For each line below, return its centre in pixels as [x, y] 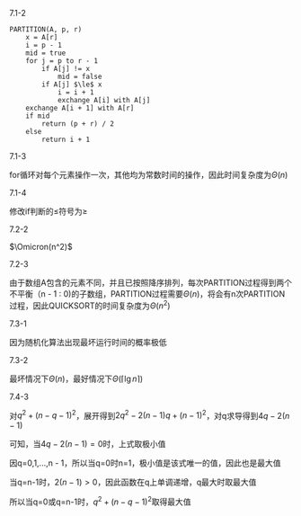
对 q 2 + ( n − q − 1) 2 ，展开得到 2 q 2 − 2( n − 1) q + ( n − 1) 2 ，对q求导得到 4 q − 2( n [150, 414]
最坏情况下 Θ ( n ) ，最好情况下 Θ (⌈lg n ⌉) [76, 378]
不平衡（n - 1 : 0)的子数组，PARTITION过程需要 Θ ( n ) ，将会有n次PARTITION [147, 294]
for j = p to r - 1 [62, 61]
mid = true [46, 53]
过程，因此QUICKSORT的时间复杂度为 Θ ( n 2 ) [90, 305]
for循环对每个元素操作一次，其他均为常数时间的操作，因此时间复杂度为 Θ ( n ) [149, 175]
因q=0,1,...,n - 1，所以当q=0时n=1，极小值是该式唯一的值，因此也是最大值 [145, 463]
